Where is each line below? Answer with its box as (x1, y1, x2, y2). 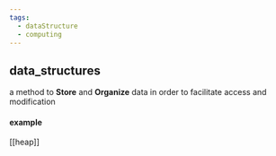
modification (9, 96, 56, 108)
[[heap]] (9, 136, 40, 148)
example (9, 117, 43, 127)
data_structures (9, 63, 101, 78)
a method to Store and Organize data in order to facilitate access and (9, 87, 267, 98)
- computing (17, 30, 63, 39)
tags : (9, 13, 30, 22)
